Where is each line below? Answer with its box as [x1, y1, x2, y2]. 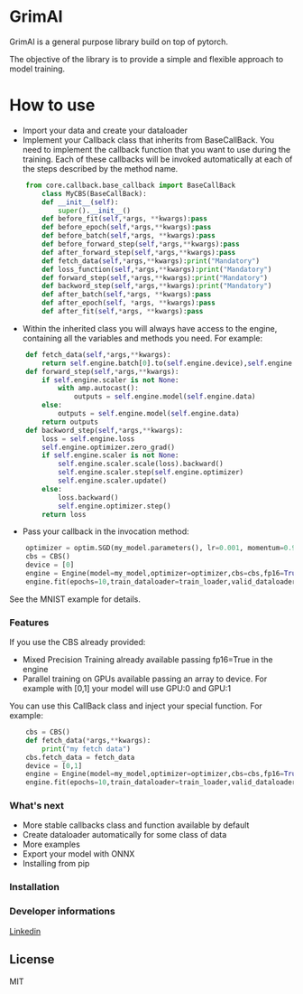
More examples [22, 839, 81, 850]
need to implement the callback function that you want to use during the [22, 144, 291, 155]
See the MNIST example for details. [9, 594, 142, 605]
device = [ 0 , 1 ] [25, 761, 83, 770]
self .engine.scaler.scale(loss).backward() [57, 459, 224, 469]
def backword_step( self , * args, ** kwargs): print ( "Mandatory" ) [41, 282, 272, 291]
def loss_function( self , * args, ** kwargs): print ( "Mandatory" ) [41, 265, 272, 274]
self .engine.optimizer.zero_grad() [41, 443, 176, 452]
